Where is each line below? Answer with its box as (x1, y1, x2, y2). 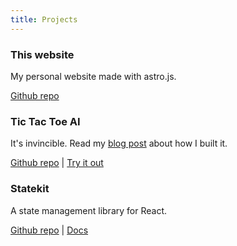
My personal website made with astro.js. (10, 70, 177, 82)
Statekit (10, 182, 50, 196)
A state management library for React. (10, 204, 167, 216)
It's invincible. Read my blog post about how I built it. (10, 137, 228, 150)
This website (10, 47, 75, 61)
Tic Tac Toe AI (10, 114, 81, 128)
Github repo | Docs (10, 224, 89, 236)
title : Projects (10, 14, 78, 25)
